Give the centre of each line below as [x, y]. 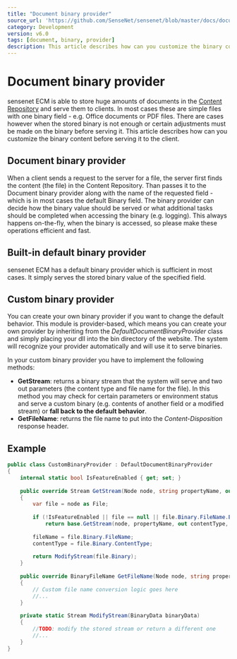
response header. [43, 426]
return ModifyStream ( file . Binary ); [85, 557]
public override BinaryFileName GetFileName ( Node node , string [115, 576]
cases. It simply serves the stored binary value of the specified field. [107, 277]
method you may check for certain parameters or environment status [118, 396]
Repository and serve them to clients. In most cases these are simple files [114, 108]
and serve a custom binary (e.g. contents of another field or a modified [121, 404]
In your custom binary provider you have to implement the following [105, 360]
